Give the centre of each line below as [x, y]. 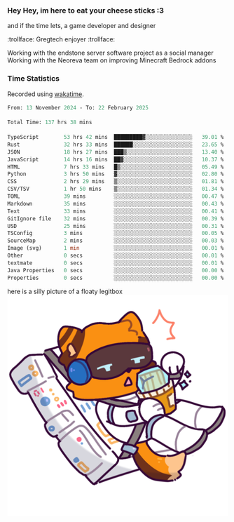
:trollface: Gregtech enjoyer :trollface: [61, 39]
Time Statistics [33, 79]
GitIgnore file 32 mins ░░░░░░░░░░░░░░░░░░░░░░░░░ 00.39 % [116, 219]
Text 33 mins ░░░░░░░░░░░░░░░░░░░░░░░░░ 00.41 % [116, 211]
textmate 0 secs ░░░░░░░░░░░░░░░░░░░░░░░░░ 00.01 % [116, 263]
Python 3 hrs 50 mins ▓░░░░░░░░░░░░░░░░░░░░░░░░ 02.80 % [116, 174]
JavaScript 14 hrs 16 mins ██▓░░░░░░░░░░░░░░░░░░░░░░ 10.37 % [116, 159]
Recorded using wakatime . [46, 94]
